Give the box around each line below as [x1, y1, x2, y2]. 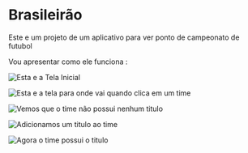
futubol [8, 40, 32, 50]
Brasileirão [8, 6, 83, 24]
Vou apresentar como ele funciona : [8, 57, 128, 66]
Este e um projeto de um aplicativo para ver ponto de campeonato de [8, 32, 240, 42]
